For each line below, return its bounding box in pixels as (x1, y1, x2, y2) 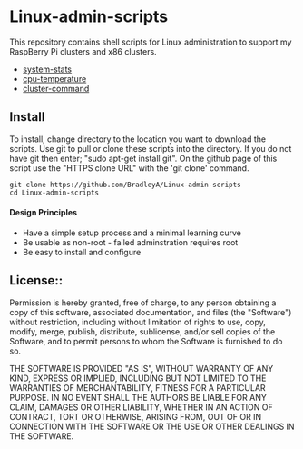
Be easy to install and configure (22, 246, 142, 257)
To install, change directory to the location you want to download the (9, 134, 266, 145)
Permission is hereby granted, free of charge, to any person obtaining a (9, 297, 277, 308)
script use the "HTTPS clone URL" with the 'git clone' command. (9, 162, 249, 174)
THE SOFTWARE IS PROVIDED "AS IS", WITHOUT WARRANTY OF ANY (9, 363, 274, 374)
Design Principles (9, 207, 78, 218)
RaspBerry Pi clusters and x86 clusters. (9, 45, 157, 56)
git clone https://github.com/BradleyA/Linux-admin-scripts (9, 180, 242, 189)
